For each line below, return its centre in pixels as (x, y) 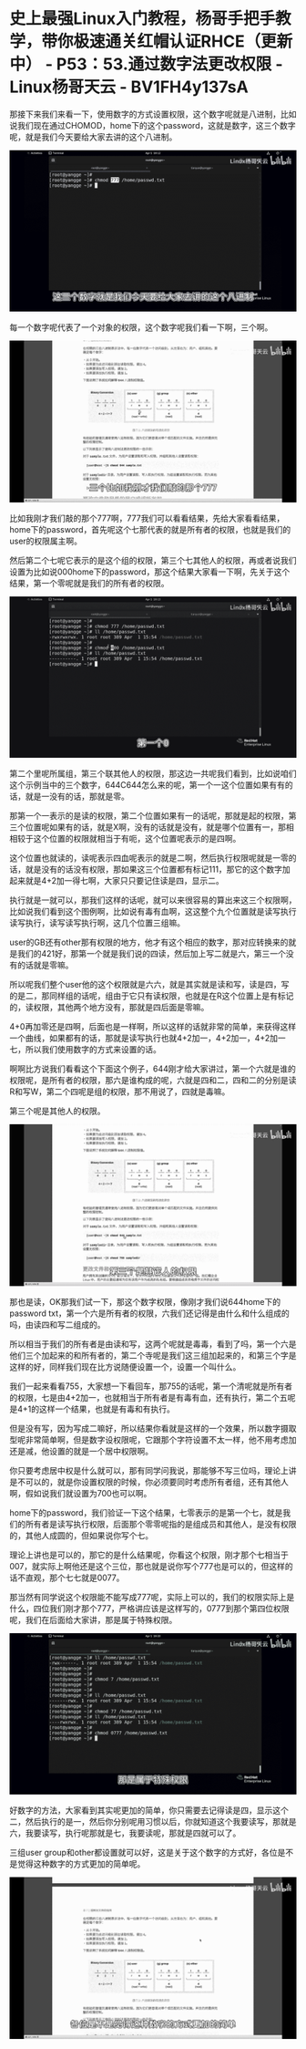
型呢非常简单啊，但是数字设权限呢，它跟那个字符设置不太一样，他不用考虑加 (153, 1439)
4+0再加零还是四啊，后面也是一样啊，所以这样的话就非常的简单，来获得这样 (153, 1027)
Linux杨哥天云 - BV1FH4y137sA (129, 87)
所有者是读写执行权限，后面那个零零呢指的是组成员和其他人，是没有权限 (161, 1524)
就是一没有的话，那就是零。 (77, 797)
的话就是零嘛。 (45, 965)
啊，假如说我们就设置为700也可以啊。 (81, 1493)
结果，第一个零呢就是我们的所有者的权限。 (89, 583)
